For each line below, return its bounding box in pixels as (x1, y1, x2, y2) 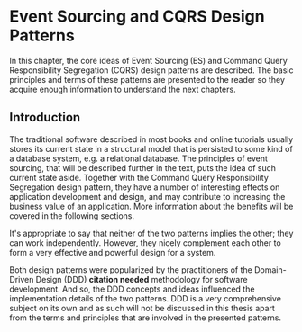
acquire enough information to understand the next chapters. (9, 84, 236, 94)
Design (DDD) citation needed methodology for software (35, 274, 248, 284)
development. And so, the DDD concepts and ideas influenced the (9, 283, 255, 294)
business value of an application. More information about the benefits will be (9, 201, 294, 211)
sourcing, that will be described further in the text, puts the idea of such (9, 162, 277, 173)
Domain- (253, 264, 287, 275)
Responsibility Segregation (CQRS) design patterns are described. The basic (9, 65, 294, 76)
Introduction (9, 110, 81, 125)
